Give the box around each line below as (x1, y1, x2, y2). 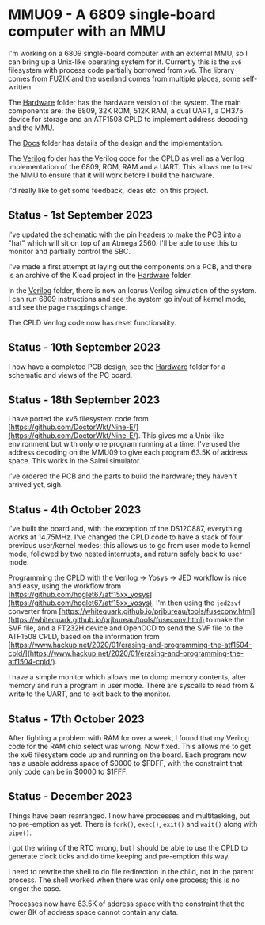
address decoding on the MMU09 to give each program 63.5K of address (8, 447, 248, 457)
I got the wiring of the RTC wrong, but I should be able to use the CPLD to (8, 843, 248, 852)
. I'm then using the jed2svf (151, 598, 241, 607)
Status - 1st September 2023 (8, 208, 153, 223)
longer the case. (8, 883, 62, 893)
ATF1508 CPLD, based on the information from (8, 632, 160, 641)
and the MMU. (8, 123, 55, 132)
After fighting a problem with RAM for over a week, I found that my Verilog (8, 733, 250, 742)
